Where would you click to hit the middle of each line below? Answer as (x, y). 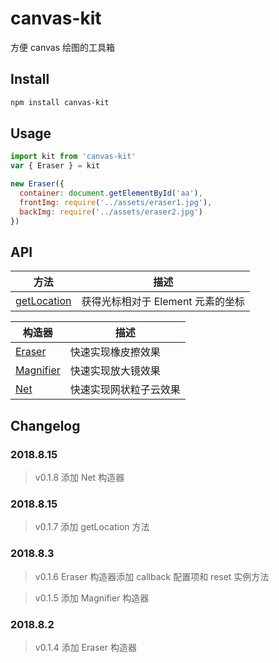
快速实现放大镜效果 (115, 371)
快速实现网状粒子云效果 (125, 390)
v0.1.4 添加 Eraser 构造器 (85, 647)
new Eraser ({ (37, 184)
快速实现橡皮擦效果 (115, 352)
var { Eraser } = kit (55, 166)
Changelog (45, 425)
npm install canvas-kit (60, 102)
